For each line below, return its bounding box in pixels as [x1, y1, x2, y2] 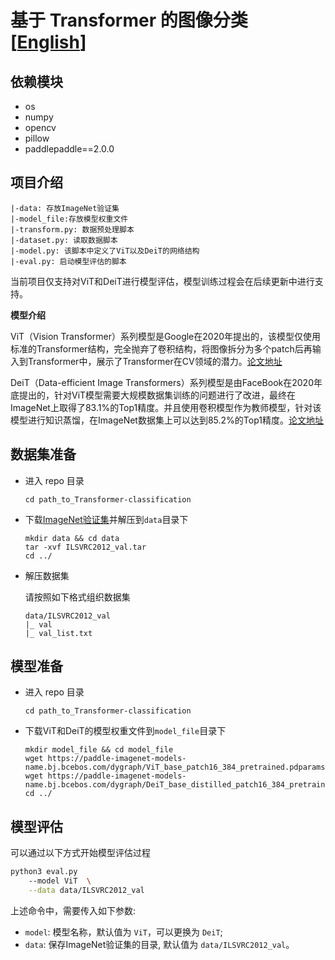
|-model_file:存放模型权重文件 [10, 214, 129, 224]
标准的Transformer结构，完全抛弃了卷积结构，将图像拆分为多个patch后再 [10, 342, 313, 355]
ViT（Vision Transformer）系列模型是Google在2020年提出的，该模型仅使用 [10, 330, 322, 342]
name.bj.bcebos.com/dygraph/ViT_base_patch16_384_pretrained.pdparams [24, 762, 326, 773]
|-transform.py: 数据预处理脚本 [10, 224, 135, 235]
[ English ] [10, 31, 87, 54]
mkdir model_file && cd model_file [24, 745, 174, 755]
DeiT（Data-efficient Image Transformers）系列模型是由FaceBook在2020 [10, 376, 314, 388]
